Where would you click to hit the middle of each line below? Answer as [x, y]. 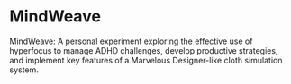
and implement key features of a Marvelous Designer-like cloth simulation [146, 60]
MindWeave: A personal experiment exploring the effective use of [131, 41]
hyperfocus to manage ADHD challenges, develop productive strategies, [144, 50]
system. [24, 70]
